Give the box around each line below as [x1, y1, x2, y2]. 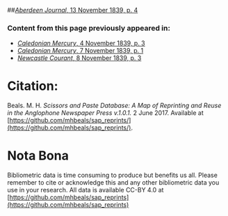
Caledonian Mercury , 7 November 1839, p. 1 [17, 47, 144, 55]
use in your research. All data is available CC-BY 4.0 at [7, 186, 164, 194]
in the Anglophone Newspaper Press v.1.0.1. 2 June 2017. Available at [7, 109, 204, 117]
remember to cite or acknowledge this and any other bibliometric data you [7, 178, 220, 187]
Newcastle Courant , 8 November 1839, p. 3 [17, 54, 142, 62]
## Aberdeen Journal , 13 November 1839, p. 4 [7, 6, 138, 14]
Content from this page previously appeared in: [7, 23, 170, 33]
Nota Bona [7, 148, 70, 164]
